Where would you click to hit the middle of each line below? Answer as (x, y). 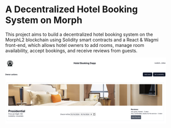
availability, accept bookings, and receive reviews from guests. (71, 50)
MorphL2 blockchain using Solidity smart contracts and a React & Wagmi (82, 40)
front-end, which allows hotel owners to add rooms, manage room (75, 45)
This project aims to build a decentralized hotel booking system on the (79, 34)
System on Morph (44, 20)
